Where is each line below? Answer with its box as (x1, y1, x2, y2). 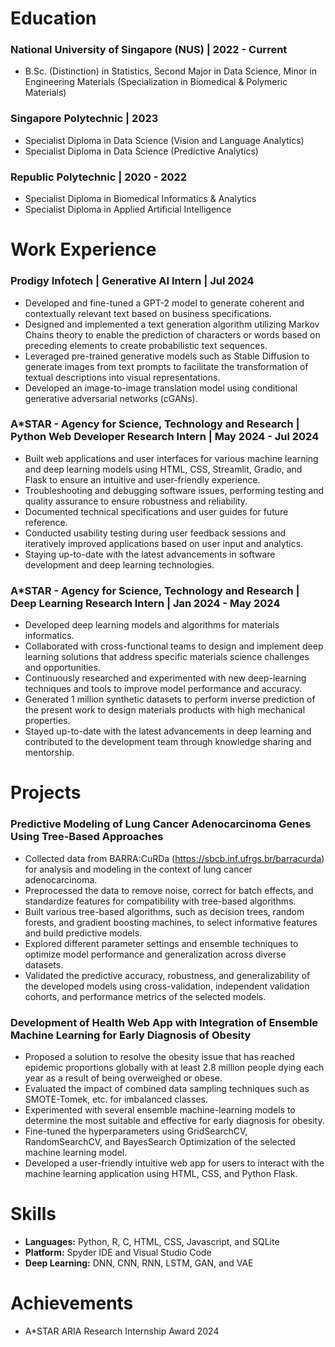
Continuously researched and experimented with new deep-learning (24, 672, 307, 684)
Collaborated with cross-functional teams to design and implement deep (24, 640, 324, 652)
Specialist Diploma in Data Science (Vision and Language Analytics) (24, 134, 305, 146)
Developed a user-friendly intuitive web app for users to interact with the (24, 1157, 325, 1169)
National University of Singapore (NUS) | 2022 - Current (10, 43, 288, 57)
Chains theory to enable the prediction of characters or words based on (24, 328, 321, 341)
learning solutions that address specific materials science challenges (24, 651, 310, 663)
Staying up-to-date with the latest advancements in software (24, 548, 276, 560)
